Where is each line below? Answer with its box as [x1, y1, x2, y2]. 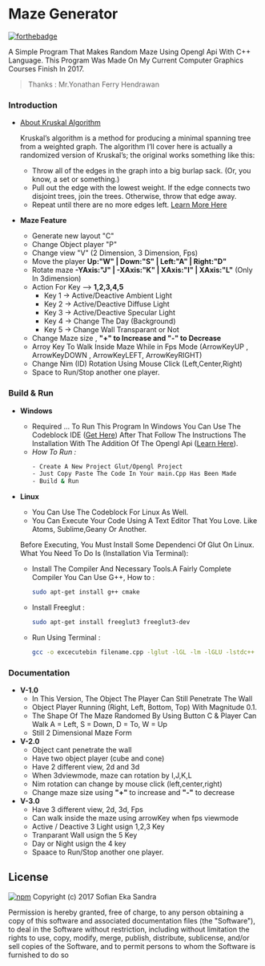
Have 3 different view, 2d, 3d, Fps [31, 805, 144, 814]
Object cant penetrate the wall [31, 745, 132, 755]
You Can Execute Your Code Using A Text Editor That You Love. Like [31, 516, 258, 526]
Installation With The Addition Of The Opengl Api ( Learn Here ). [31, 438, 239, 448]
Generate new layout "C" [31, 231, 114, 241]
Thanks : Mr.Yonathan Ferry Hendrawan [27, 79, 160, 89]
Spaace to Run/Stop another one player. [31, 847, 164, 857]
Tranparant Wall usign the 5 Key [31, 830, 138, 840]
